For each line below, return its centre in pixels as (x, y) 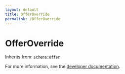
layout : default (22, 10)
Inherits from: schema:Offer (33, 57)
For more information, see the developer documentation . (62, 67)
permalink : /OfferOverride (33, 19)
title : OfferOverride (27, 14)
